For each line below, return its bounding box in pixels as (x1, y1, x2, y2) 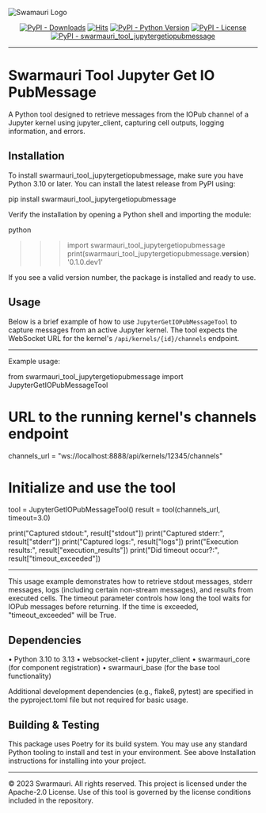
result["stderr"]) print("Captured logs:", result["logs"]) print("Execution (8, 537, 239, 546)
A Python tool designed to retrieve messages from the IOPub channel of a (8, 109, 249, 119)
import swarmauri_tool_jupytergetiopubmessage (66, 240, 226, 250)
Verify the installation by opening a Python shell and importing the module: (8, 209, 252, 219)
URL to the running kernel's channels (8, 408, 257, 426)
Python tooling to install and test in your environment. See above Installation (8, 748, 256, 757)
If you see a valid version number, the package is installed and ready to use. (8, 272, 256, 282)
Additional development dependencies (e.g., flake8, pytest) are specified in (8, 687, 253, 696)
